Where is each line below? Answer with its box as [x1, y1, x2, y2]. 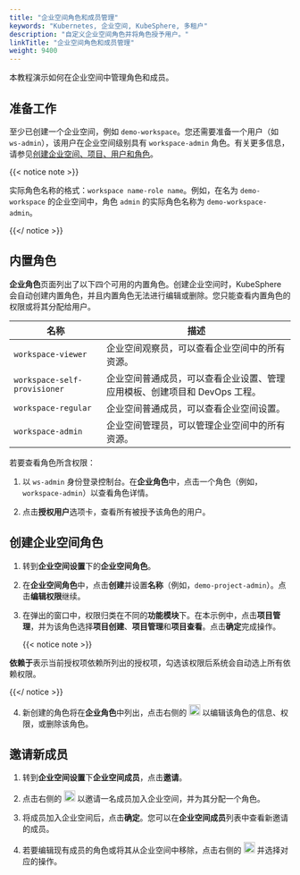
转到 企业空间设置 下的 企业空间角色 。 [21, 560, 156, 571]
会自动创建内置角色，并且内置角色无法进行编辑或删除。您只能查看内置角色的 [9, 290, 291, 301]
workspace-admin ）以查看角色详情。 [21, 487, 154, 497]
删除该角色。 [46, 718, 94, 729]
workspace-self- [13, 375, 83, 385]
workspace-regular [13, 403, 92, 412]
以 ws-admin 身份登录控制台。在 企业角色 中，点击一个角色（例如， [21, 476, 262, 487]
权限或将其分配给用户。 [9, 301, 96, 311]
